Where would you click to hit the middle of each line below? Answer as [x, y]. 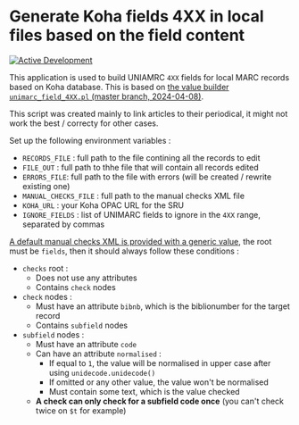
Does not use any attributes [86, 278]
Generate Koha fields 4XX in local [137, 17]
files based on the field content [127, 35]
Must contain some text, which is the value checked [144, 391]
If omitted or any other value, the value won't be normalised [159, 382]
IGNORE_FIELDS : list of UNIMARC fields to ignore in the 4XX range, [141, 214]
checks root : [45, 268]
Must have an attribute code [86, 344]
